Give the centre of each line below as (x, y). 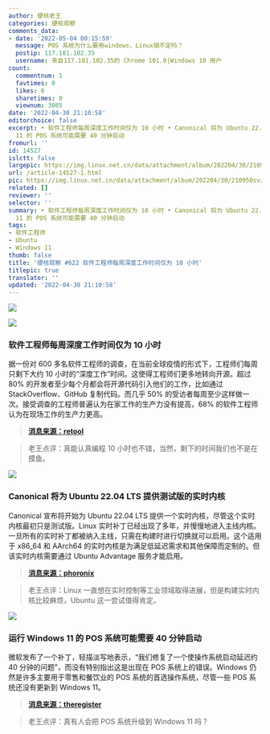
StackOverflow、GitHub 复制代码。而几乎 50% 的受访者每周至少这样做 (125, 394)
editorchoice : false (43, 121)
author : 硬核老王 (35, 16)
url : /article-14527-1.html (55, 173)
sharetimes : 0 (39, 98)
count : (19, 68)
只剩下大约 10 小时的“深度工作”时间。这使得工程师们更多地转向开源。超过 (130, 374)
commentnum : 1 (39, 76)
